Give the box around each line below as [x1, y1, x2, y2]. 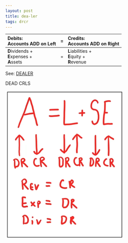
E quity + [68, 54, 86, 60]
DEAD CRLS [5, 80, 31, 86]
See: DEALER [5, 70, 33, 76]
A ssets [7, 59, 23, 65]
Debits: [7, 35, 23, 41]
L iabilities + [68, 48, 92, 54]
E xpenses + [7, 54, 32, 60]
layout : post [5, 8, 33, 13]
